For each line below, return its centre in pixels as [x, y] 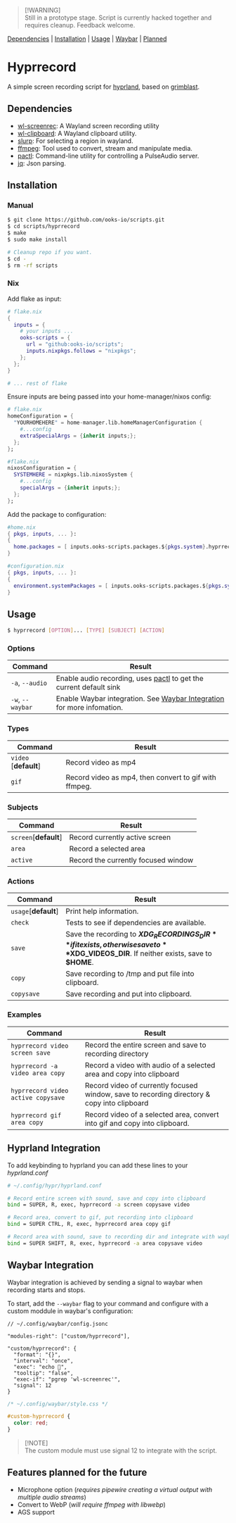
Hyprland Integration [54, 1148]
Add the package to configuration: [57, 514]
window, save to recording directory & [147, 1094]
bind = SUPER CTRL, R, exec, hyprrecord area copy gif [89, 1224]
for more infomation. [90, 708]
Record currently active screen [120, 837]
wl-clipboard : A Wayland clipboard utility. [77, 133]
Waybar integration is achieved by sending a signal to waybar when [105, 1282]
